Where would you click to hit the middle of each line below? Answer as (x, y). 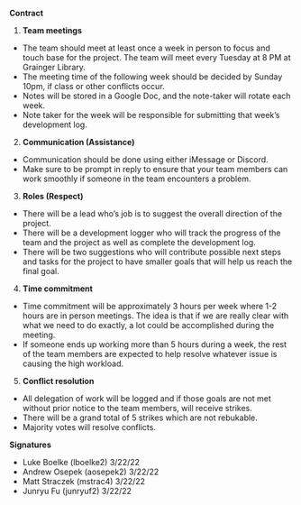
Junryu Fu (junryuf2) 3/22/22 (77, 491)
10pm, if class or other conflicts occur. (93, 86)
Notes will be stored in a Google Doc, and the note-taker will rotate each (156, 96)
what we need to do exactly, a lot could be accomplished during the (148, 325)
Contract (26, 13)
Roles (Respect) (53, 196)
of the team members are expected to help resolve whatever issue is (150, 354)
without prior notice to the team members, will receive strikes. (137, 408)
